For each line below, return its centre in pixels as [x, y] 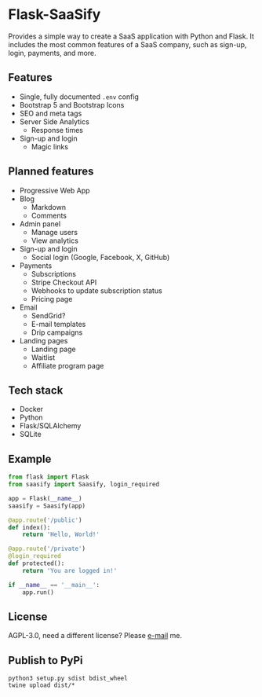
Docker [31, 409]
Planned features [51, 172]
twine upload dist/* [42, 685]
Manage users [55, 232]
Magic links [50, 146]
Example [30, 459]
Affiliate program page [67, 365]
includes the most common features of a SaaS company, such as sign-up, [127, 44]
